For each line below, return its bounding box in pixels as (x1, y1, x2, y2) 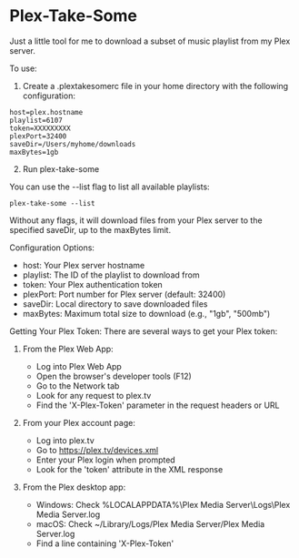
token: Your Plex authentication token (22, 279, 164, 289)
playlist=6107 (9, 116, 64, 125)
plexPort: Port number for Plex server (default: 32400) (22, 289, 226, 299)
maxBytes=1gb (9, 147, 59, 157)
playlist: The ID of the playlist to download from (22, 269, 200, 280)
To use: (9, 63, 38, 74)
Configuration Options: (9, 242, 95, 253)
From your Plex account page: (22, 417, 136, 428)
